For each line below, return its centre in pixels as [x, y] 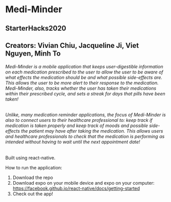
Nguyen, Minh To [33, 53]
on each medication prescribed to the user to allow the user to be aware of [84, 72]
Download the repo [33, 178]
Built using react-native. [30, 158]
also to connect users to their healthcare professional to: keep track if [79, 120]
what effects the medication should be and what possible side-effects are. [84, 77]
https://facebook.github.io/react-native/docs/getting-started [76, 188]
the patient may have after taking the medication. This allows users [92, 131]
